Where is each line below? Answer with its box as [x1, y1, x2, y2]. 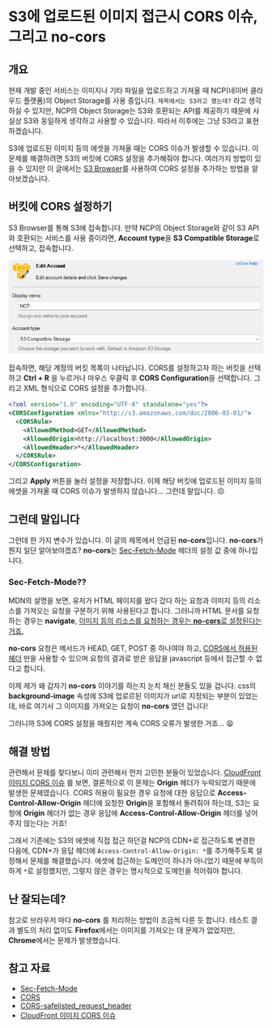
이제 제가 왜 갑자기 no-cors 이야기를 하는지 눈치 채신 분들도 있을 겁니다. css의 [8, 681, 257, 690]
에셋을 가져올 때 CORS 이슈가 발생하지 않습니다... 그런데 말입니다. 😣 [8, 486, 225, 496]
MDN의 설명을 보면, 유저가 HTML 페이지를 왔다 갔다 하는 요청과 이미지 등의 [8, 596, 246, 605]
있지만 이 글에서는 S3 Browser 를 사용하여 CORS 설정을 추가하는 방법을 [25, 164, 250, 173]
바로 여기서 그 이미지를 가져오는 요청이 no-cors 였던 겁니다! [19, 701, 208, 711]
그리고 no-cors [8, 28, 107, 46]
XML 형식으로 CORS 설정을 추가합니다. [23, 383, 147, 394]
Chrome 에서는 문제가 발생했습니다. [8, 935, 121, 945]
